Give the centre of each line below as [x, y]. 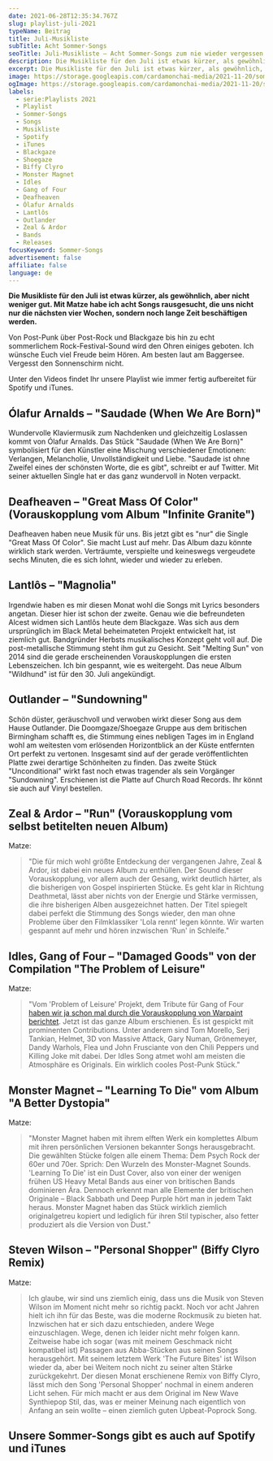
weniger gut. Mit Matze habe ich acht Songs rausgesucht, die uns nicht [131, 305]
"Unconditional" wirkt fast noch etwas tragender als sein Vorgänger [122, 771]
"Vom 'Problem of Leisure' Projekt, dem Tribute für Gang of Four [136, 1004]
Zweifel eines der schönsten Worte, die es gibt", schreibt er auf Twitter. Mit [134, 467]
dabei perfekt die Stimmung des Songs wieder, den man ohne [132, 913]
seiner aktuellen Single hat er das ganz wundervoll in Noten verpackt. [125, 476]
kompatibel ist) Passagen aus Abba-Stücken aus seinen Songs [133, 1350]
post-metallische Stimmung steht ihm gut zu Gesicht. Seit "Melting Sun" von [136, 648]
